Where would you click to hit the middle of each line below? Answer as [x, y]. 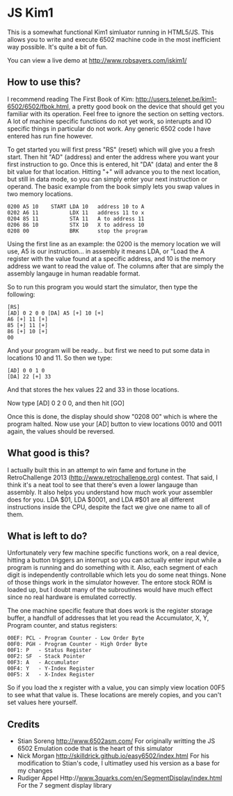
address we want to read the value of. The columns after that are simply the [115, 266]
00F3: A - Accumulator [43, 662]
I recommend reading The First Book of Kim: [71, 99]
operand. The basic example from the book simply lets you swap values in [114, 186]
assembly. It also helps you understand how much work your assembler [110, 492]
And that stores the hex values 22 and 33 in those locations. [93, 389]
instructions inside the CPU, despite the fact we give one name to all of [109, 507]
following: [21, 294]
